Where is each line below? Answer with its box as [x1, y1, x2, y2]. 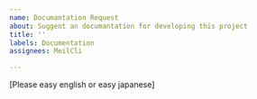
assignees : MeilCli [9, 47, 83, 56]
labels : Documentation [9, 38, 95, 48]
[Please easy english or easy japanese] [9, 79, 155, 90]
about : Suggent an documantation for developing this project [9, 22, 248, 31]
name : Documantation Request [9, 13, 119, 22]
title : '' [9, 30, 47, 39]
